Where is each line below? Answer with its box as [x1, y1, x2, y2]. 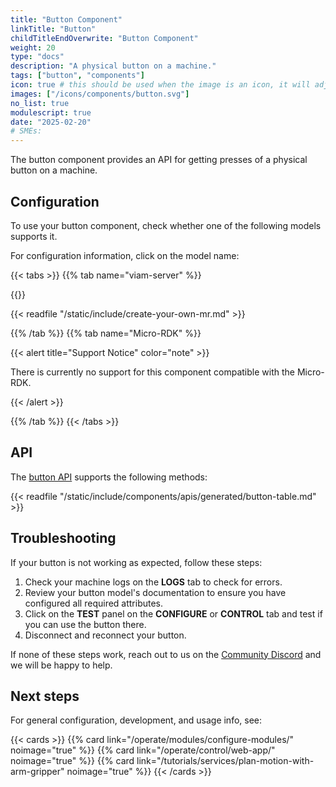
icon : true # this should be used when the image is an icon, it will [10, 80, 311, 90]
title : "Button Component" [10, 14, 123, 25]
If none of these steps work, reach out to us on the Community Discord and [10, 648, 322, 660]
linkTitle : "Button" [10, 24, 97, 34]
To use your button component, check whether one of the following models [10, 219, 322, 231]
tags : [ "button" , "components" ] [10, 71, 145, 81]
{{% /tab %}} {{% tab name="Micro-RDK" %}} [10, 327, 202, 339]
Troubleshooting [10, 530, 117, 547]
